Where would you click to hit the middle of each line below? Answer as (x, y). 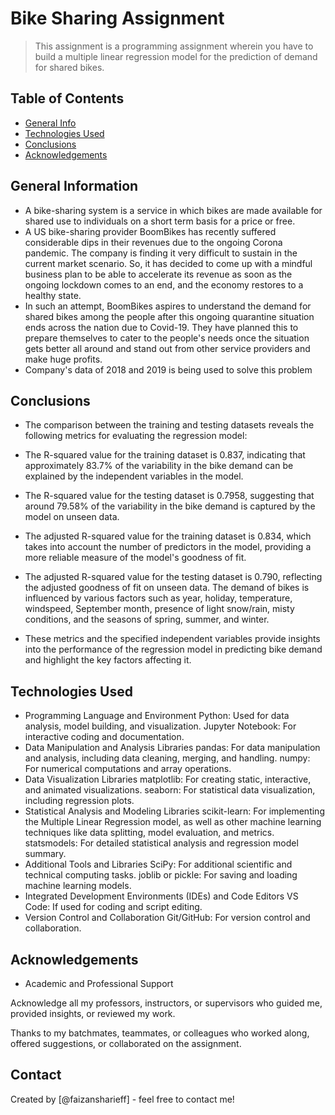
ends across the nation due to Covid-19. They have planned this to (161, 327)
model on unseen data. (72, 517)
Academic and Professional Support (99, 983)
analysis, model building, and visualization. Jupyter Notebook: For (160, 726)
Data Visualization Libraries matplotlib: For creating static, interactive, (168, 779)
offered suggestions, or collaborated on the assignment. (126, 1043)
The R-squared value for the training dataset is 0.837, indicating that (165, 455)
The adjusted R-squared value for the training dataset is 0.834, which (168, 536)
